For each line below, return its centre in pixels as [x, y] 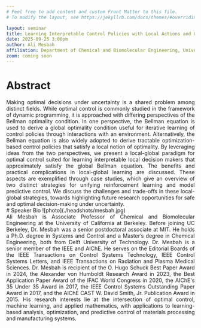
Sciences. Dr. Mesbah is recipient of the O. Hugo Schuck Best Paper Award [100, 268]
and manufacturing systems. [41, 318]
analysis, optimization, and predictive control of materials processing [109, 312]
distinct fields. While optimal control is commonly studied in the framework [100, 108]
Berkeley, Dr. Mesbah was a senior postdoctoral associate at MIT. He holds [100, 229]
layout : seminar [26, 28]
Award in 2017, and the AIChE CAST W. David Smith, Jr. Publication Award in [100, 293]
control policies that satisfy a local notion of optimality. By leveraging [109, 147]
